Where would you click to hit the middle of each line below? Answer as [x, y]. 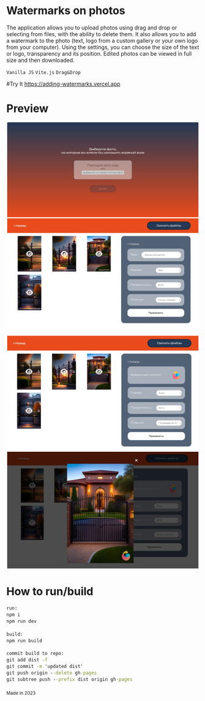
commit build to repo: [35, 654]
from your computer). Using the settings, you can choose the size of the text [103, 47]
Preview [28, 109]
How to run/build [50, 591]
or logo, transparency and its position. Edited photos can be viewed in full [99, 53]
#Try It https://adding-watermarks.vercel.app [63, 84]
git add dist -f [27, 660]
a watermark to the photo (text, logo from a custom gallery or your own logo [102, 40]
